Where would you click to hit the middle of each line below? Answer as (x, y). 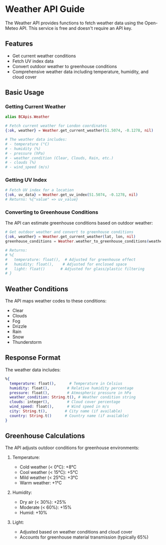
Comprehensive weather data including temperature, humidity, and (80, 72)
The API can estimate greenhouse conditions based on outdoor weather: (79, 223)
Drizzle (20, 326)
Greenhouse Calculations (45, 436)
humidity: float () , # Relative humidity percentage (72, 388)
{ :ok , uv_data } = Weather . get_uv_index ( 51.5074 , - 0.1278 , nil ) (72, 195)
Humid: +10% (34, 513)
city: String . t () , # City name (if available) (66, 411)
